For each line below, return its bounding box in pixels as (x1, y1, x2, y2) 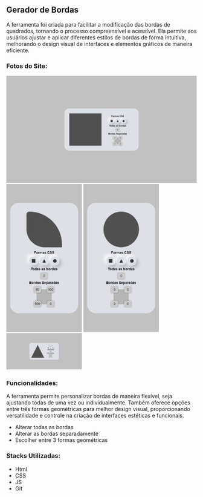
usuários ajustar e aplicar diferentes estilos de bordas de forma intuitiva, (6, 33, 186, 41)
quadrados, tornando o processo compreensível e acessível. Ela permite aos (6, 27, 197, 35)
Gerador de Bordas (6, 5, 79, 15)
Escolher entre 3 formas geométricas (14, 436, 108, 444)
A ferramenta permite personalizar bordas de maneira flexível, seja (6, 393, 173, 400)
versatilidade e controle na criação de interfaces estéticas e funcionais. (6, 412, 184, 420)
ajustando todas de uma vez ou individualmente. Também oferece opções (6, 399, 190, 406)
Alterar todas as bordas (14, 424, 74, 431)
